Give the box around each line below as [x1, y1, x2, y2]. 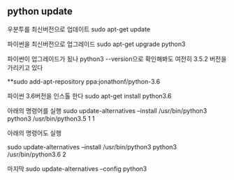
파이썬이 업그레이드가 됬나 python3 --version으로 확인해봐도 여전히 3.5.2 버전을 [7, 54, 227, 63]
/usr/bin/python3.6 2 [7, 150, 66, 158]
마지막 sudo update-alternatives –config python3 [7, 164, 147, 173]
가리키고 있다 [7, 63, 43, 72]
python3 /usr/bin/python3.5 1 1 [7, 114, 95, 123]
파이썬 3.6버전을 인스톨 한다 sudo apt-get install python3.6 [7, 91, 173, 100]
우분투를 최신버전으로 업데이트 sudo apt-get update [7, 24, 151, 33]
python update [7, 6, 73, 17]
